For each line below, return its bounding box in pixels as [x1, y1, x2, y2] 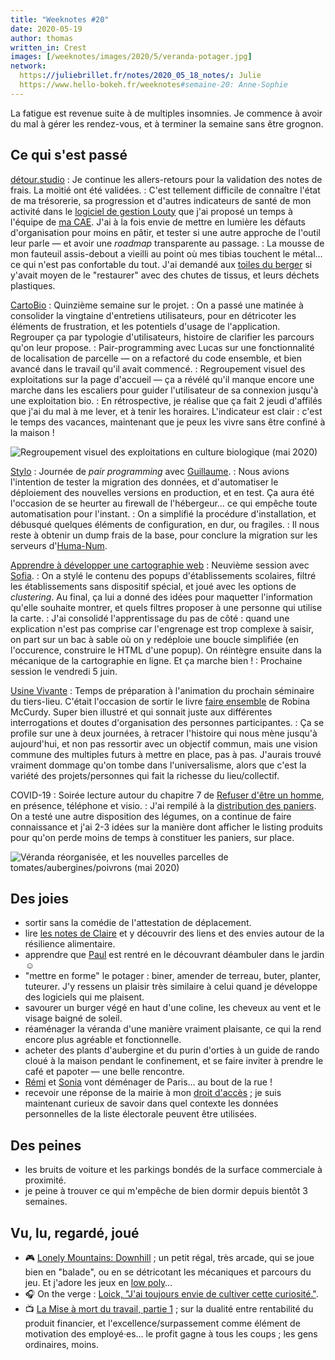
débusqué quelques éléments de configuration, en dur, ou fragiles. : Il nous [10, 518, 320, 530]
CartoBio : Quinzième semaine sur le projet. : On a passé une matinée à [10, 299, 304, 311]
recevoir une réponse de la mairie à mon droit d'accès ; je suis [24, 1087, 282, 1099]
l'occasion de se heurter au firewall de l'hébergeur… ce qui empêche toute [10, 497, 318, 509]
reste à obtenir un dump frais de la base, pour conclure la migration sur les [10, 529, 318, 541]
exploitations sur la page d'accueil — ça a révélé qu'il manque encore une [10, 373, 315, 385]
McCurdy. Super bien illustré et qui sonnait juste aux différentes [10, 706, 273, 718]
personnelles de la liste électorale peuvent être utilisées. [24, 1108, 257, 1120]
